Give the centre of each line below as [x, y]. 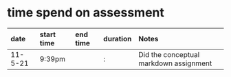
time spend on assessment [86, 13]
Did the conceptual [169, 54]
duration [117, 38]
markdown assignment [175, 63]
